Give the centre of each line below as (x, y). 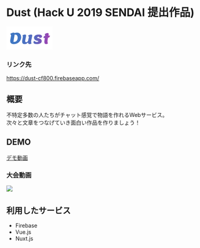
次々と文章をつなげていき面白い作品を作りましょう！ (73, 122)
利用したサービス (39, 210)
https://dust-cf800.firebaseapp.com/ (53, 78)
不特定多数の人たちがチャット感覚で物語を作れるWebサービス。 (87, 115)
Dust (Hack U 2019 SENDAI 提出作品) (100, 13)
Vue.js (23, 232)
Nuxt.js (24, 238)
